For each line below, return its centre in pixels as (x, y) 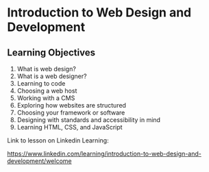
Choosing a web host (47, 91)
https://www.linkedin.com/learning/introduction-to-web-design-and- (104, 153)
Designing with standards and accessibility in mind (89, 120)
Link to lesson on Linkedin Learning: (58, 140)
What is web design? (47, 69)
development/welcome (39, 161)
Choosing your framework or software (71, 112)
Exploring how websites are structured (72, 105)
